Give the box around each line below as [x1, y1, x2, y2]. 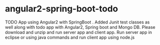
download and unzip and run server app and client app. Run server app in [5, 29, 152, 35]
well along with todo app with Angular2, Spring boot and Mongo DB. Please [5, 24, 156, 30]
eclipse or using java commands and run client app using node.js [5, 34, 135, 40]
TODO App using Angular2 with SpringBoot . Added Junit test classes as [5, 19, 150, 25]
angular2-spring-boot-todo [5, 3, 118, 14]
